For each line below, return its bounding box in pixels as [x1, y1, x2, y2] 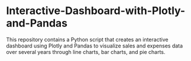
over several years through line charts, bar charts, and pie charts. [6, 48, 166, 55]
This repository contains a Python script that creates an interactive [6, 36, 169, 43]
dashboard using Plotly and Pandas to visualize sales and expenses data [6, 42, 183, 49]
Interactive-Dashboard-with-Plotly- [6, 4, 186, 18]
